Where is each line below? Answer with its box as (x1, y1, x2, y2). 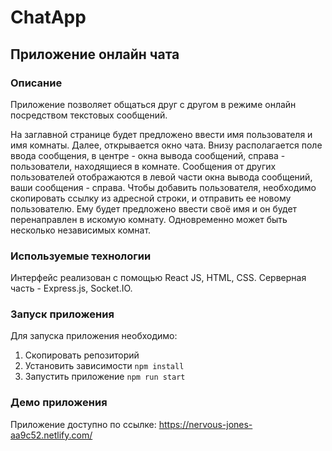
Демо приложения (10, 396, 108, 410)
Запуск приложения (10, 307, 115, 321)
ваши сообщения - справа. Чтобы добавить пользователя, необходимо (10, 181, 317, 193)
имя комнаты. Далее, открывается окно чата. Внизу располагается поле (10, 139, 323, 151)
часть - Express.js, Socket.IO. (10, 282, 133, 295)
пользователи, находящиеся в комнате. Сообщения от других (10, 160, 277, 172)
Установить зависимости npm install (24, 360, 185, 372)
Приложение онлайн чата (10, 46, 180, 63)
